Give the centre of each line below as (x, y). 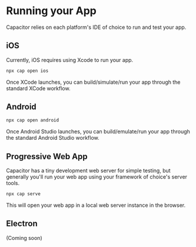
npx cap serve (24, 194)
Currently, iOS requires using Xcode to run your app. (70, 60)
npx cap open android (33, 120)
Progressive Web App (47, 157)
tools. (13, 183)
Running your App (52, 11)
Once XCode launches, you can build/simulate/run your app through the (93, 82)
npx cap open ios (27, 71)
